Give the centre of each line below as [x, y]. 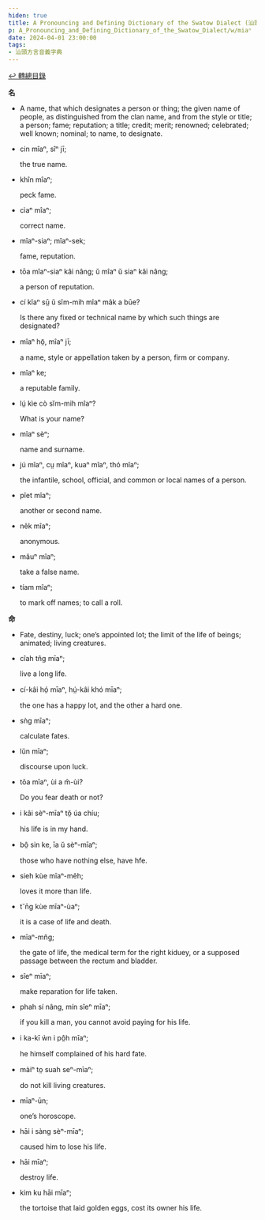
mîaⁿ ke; [33, 373]
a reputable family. [50, 388]
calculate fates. [45, 736]
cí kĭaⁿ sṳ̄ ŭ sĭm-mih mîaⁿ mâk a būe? [80, 302]
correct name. [42, 225]
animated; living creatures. [63, 643]
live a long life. [43, 674]
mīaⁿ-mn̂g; [37, 937]
